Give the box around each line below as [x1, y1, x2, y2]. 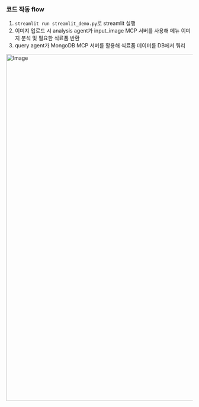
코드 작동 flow [6, 5, 44, 13]
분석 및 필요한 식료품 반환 [21, 34, 80, 42]
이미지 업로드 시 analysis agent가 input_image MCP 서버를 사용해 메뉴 [14, 27, 180, 34]
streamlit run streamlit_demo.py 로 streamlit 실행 [14, 20, 136, 27]
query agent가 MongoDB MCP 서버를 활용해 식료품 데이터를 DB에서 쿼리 [14, 42, 185, 49]
